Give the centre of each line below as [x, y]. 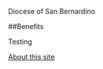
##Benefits [26, 26]
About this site [31, 57]
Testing [20, 42]
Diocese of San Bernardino [52, 11]
